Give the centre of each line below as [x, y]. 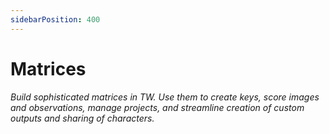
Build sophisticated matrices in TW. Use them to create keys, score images [165, 97]
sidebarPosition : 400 [55, 19]
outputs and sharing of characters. [82, 118]
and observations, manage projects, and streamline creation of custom [157, 107]
